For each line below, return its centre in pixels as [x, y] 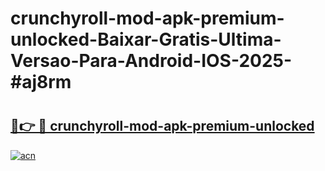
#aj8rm [41, 82]
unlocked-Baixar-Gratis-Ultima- [146, 39]
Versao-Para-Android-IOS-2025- [151, 61]
